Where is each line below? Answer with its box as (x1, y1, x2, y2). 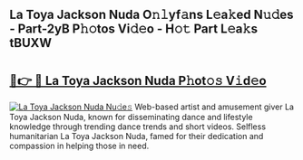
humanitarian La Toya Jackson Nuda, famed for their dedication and (9, 131, 264, 141)
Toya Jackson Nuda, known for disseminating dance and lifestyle (9, 112, 253, 122)
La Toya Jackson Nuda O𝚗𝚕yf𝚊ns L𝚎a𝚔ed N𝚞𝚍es (9, 7, 294, 23)
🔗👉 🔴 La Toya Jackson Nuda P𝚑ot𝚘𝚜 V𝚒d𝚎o (9, 72, 267, 89)
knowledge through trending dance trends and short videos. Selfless (9, 121, 266, 132)
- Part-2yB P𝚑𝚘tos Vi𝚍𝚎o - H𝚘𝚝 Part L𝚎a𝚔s (9, 22, 259, 37)
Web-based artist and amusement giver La (134, 101, 295, 112)
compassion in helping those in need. (9, 140, 150, 151)
